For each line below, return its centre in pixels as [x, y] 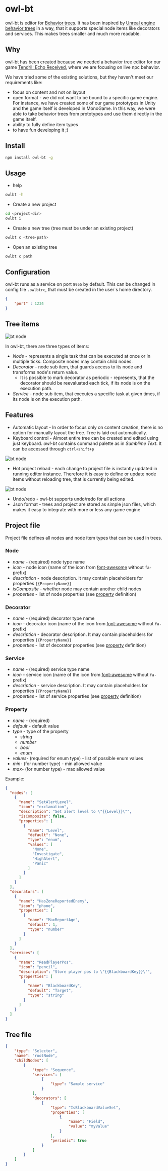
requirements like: [24, 82]
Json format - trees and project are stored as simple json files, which [84, 504]
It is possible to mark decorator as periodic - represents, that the [87, 377]
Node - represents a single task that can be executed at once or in [81, 356]
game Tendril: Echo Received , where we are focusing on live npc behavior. [83, 67]
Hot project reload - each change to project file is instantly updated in [85, 468]
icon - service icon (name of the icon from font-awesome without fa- [85, 675]
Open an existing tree [35, 247]
